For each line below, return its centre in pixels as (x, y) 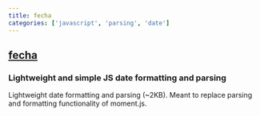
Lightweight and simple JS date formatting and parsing (117, 78)
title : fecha (30, 15)
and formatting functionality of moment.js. (78, 103)
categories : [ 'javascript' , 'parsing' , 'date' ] (89, 23)
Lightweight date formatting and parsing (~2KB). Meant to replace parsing (130, 95)
